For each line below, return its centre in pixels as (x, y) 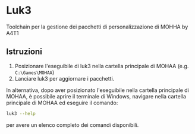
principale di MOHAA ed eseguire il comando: (62, 103)
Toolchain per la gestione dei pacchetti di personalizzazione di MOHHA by (97, 27)
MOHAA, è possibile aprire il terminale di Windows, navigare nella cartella (96, 96)
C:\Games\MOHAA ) (34, 72)
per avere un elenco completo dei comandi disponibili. (73, 125)
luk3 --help (21, 113)
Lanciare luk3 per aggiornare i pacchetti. (65, 78)
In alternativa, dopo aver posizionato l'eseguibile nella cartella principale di (97, 90)
